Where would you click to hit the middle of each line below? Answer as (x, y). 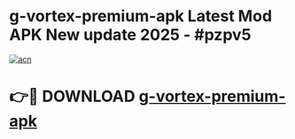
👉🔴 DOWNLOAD (72, 96)
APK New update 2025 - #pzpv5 (130, 35)
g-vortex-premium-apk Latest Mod (141, 16)
